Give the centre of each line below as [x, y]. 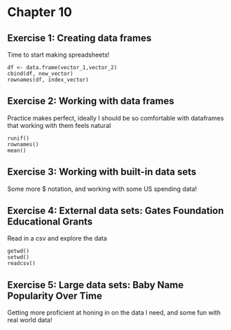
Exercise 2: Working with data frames [91, 101]
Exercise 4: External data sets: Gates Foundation [115, 211]
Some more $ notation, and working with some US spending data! [102, 189]
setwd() [19, 257]
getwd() [19, 251]
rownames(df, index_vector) [48, 80]
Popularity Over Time [55, 295]
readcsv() [22, 264]
